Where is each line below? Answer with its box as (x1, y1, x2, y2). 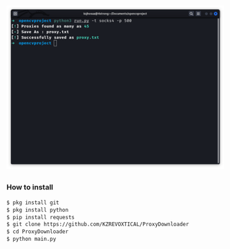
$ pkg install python (6, 206, 69, 213)
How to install (6, 183, 53, 192)
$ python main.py (6, 236, 57, 243)
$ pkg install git (6, 199, 59, 206)
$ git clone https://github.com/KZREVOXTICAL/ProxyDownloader (6, 221, 189, 228)
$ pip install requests (6, 214, 75, 221)
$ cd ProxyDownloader (6, 228, 69, 235)
